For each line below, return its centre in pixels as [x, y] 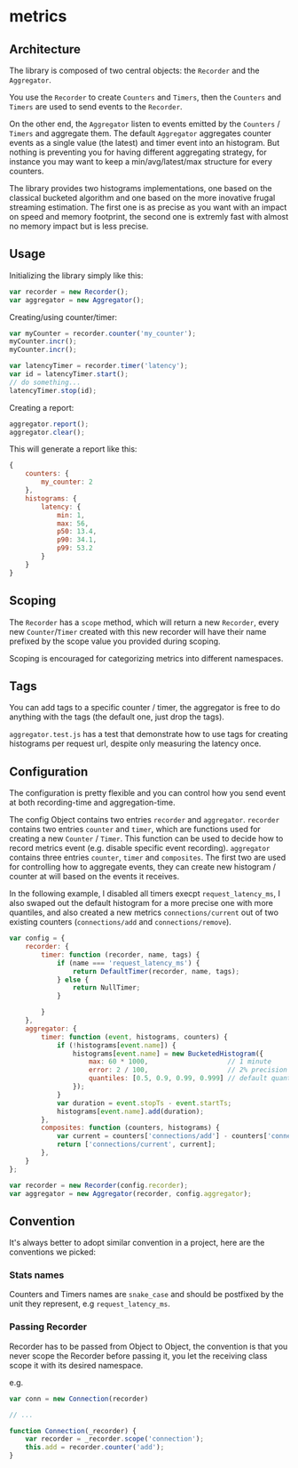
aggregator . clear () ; [47, 432]
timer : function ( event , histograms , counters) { [134, 1037]
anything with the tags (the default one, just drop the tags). [117, 717]
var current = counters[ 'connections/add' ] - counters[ [162, 1136]
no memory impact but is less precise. [79, 226]
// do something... [45, 382]
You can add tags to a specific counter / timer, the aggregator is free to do [145, 708]
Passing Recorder [48, 1327]
